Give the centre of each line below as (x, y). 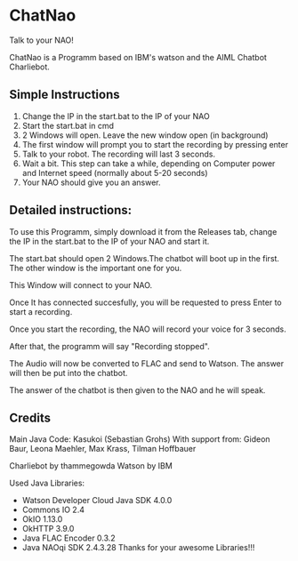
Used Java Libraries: (47, 483)
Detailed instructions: (71, 210)
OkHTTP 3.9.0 (48, 529)
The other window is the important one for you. (96, 268)
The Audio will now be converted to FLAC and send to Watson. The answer (147, 363)
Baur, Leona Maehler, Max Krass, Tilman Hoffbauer (103, 449)
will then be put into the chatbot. (68, 373)
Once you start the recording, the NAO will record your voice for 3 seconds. (148, 329)
